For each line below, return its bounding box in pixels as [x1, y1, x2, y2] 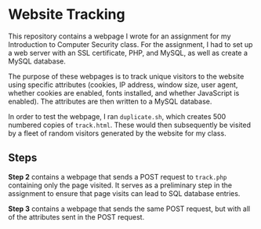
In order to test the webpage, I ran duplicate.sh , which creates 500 [8, 111, 227, 121]
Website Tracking [8, 5, 125, 24]
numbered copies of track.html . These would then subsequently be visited [8, 120, 251, 129]
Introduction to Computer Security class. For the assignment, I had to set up [8, 39, 253, 49]
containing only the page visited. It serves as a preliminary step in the [8, 180, 233, 190]
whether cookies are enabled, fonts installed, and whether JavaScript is [8, 88, 240, 97]
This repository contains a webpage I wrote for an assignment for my [8, 31, 231, 41]
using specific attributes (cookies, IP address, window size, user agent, [8, 80, 238, 89]
